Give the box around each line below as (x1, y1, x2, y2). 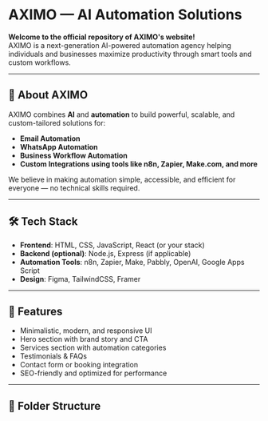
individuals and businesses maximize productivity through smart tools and (8, 49, 253, 58)
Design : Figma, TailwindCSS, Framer (19, 274, 141, 283)
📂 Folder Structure (8, 399, 101, 413)
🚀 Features (8, 304, 63, 318)
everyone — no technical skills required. (8, 182, 140, 193)
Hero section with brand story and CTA (19, 335, 148, 344)
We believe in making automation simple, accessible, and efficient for (8, 174, 236, 184)
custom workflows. (8, 58, 72, 67)
